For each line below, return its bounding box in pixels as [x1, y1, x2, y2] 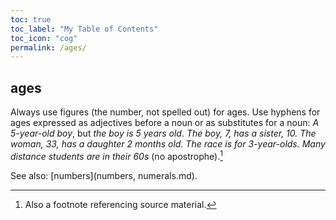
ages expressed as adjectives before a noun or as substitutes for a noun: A [10, 117, 320, 129]
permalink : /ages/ [10, 42, 87, 53]
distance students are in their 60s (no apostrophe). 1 [10, 149, 223, 162]
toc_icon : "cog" [10, 33, 78, 43]
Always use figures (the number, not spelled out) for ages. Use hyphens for [10, 106, 321, 118]
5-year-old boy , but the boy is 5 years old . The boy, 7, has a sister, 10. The [10, 127, 317, 140]
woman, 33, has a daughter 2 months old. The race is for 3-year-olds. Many [10, 138, 326, 150]
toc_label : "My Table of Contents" [10, 24, 159, 34]
